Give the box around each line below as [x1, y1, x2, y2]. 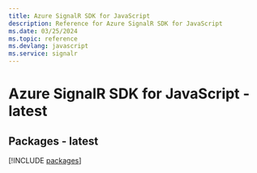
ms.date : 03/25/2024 [8, 27, 79, 35]
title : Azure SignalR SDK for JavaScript [8, 11, 151, 20]
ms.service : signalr [8, 50, 79, 58]
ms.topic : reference [8, 34, 79, 43]
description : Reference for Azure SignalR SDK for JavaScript [8, 19, 223, 28]
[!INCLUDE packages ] [8, 156, 82, 165]
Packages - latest [8, 134, 99, 148]
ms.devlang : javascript [8, 42, 89, 50]
